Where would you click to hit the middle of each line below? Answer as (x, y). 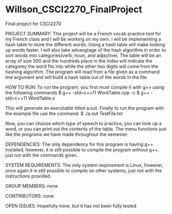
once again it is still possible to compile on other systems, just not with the (84, 170)
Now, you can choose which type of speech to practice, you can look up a (84, 123)
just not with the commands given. (42, 155)
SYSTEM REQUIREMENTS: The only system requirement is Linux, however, (84, 165)
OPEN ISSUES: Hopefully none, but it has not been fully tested (71, 206)
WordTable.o (41, 98)
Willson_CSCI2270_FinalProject (74, 9)
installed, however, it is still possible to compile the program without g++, (82, 149)
